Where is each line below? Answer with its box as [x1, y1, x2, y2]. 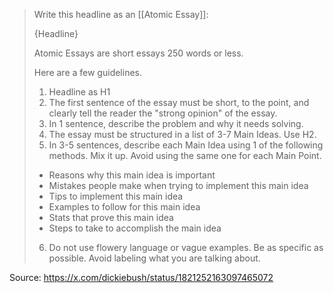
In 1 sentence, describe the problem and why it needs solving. [48, 118, 304, 129]
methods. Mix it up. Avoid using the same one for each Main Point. [48, 150, 322, 161]
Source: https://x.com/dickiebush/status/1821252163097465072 [9, 272, 274, 283]
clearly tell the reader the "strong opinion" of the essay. [48, 107, 278, 119]
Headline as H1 [48, 86, 111, 98]
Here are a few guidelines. [33, 67, 143, 78]
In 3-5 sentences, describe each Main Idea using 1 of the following [48, 139, 324, 151]
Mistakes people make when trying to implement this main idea [48, 180, 309, 191]
